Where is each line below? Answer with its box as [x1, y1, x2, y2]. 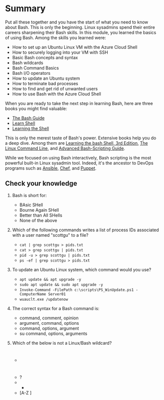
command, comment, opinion [19, 315, 79, 321]
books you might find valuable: [5, 106, 68, 111]
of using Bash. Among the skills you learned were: [5, 35, 106, 41]
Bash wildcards [12, 60, 44, 66]
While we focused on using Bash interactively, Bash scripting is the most [5, 155, 152, 160]
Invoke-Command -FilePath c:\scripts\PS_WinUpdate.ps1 [19, 287, 134, 292]
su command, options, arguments [19, 331, 88, 336]
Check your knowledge [5, 179, 77, 188]
